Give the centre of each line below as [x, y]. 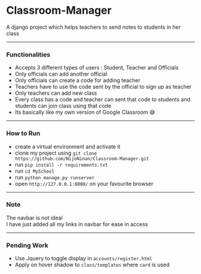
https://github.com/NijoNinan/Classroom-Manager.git [82, 159]
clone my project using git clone [56, 153]
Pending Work [28, 245]
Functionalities [28, 55]
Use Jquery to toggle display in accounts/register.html [83, 258]
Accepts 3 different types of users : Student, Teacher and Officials [97, 68]
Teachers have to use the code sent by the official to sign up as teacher [103, 87]
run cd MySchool [35, 171]
